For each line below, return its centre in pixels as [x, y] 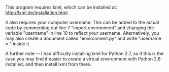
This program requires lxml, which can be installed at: [61, 7]
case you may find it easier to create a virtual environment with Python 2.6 [83, 59]
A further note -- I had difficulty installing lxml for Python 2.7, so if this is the [84, 53]
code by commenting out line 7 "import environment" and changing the [80, 28]
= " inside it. [18, 44]
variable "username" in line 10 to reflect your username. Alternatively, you [82, 33]
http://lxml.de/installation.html [37, 13]
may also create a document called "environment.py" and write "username [83, 38]
